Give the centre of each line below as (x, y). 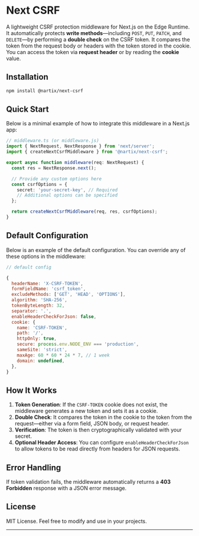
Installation (27, 77)
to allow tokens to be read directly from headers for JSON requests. (97, 449)
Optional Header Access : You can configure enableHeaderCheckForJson (102, 443)
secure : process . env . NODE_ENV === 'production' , (78, 344)
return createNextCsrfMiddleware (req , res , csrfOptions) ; (85, 212)
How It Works (32, 390)
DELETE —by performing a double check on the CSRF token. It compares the (98, 39)
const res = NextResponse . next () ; (54, 168)
